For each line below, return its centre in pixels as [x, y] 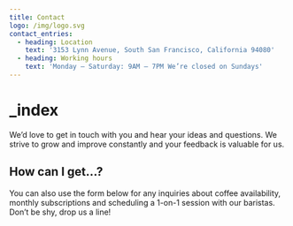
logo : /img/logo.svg [47, 26]
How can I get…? [56, 172]
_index [34, 110]
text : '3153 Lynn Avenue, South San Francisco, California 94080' [150, 50]
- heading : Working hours [65, 58]
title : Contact [37, 17]
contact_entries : [41, 34]
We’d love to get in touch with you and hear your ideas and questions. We [143, 134]
